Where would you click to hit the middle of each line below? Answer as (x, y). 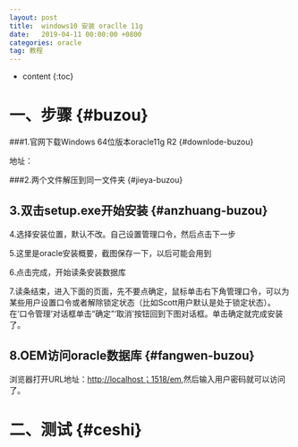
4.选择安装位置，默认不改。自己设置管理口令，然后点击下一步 (123, 234)
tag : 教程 (26, 51)
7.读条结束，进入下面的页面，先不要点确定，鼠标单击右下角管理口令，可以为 (149, 291)
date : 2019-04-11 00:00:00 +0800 (76, 34)
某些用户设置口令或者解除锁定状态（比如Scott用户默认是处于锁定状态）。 (142, 302)
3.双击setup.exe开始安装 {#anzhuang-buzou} (139, 211)
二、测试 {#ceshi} (76, 430)
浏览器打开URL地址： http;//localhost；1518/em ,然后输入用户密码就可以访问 (148, 379)
